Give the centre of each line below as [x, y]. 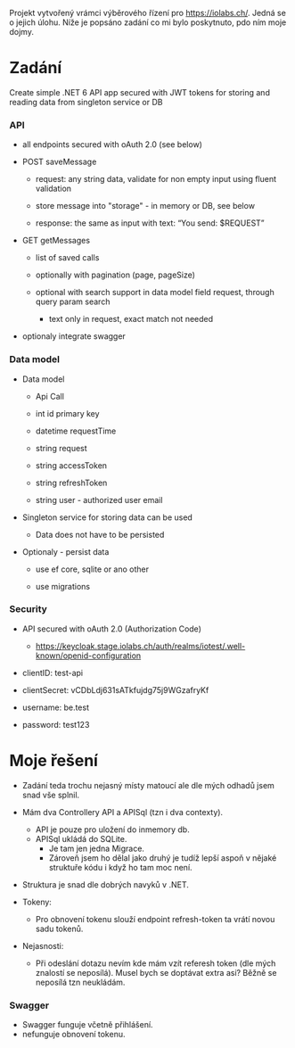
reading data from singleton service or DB [86, 102]
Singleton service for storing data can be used [107, 517]
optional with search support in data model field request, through [155, 293]
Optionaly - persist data [66, 551]
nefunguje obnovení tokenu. [74, 1035]
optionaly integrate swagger [74, 336]
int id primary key [67, 413]
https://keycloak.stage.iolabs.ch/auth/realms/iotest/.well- [140, 646]
